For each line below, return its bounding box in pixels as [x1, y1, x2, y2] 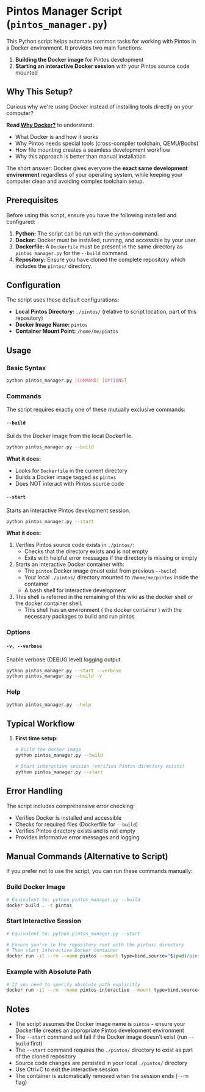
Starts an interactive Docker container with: [15, 561, 124, 568]
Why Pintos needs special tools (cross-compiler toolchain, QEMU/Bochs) [15, 139, 199, 147]
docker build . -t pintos [6, 902, 72, 908]
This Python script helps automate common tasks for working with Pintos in [6, 37, 196, 45]
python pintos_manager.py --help [6, 702, 92, 708]
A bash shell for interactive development [24, 587, 126, 594]
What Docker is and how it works [15, 133, 99, 140]
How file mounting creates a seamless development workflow [15, 146, 171, 154]
